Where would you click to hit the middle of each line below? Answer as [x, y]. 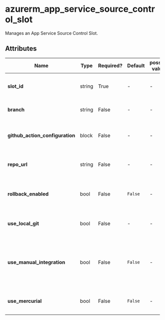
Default [136, 65]
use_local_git [23, 224]
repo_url [18, 164]
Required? [110, 65]
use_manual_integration [36, 262]
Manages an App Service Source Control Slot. [52, 33]
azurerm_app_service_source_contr [80, 9]
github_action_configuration [41, 135]
